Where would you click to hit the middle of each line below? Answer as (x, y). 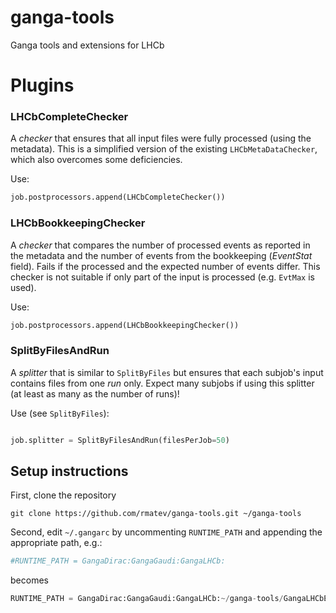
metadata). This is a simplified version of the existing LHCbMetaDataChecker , (164, 149)
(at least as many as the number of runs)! (95, 393)
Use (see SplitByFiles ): (60, 413)
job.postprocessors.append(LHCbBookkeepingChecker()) (125, 325)
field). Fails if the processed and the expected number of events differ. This (165, 266)
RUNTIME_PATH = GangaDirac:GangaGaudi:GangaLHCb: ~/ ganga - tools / (147, 599)
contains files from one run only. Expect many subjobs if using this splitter (162, 383)
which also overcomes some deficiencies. (96, 160)
